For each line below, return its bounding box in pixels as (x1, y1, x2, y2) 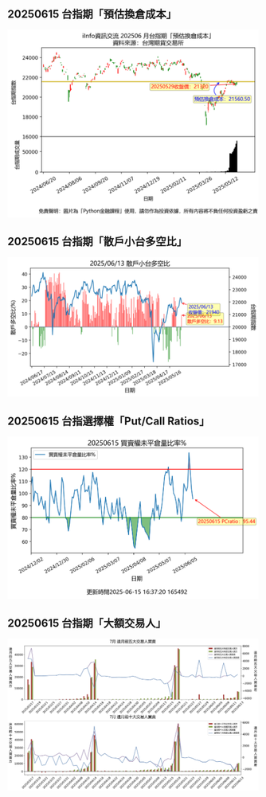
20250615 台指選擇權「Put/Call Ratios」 (7, 414, 210, 428)
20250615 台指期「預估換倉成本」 (7, 7, 177, 21)
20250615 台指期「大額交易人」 (7, 616, 166, 630)
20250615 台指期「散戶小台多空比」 (7, 235, 188, 248)
